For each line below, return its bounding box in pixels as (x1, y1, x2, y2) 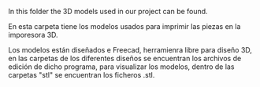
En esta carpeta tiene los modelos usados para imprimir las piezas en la (8, 22, 241, 31)
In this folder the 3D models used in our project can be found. (8, 7, 208, 16)
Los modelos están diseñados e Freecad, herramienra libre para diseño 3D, (8, 45, 252, 54)
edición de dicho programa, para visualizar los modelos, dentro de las (8, 62, 235, 71)
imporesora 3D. (8, 31, 58, 39)
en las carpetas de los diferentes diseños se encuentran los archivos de (8, 54, 242, 63)
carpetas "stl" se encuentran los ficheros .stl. (8, 71, 155, 79)
